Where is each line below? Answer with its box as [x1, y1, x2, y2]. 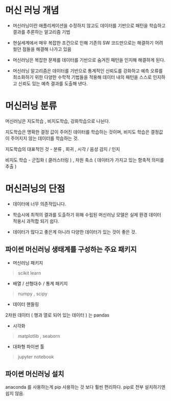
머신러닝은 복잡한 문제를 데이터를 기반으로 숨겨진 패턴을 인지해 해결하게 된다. [12, 57, 166, 63]
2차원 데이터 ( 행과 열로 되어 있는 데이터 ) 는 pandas [5, 312, 110, 318]
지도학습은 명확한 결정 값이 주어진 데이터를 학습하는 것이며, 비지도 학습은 [5, 128, 150, 135]
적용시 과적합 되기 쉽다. [12, 218, 60, 224]
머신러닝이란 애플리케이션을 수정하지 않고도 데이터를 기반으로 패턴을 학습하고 [12, 22, 166, 29]
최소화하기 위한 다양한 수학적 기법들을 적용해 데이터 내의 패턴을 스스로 [12, 74, 152, 80]
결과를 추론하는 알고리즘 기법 [12, 29, 70, 35]
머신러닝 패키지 [12, 259, 43, 265]
